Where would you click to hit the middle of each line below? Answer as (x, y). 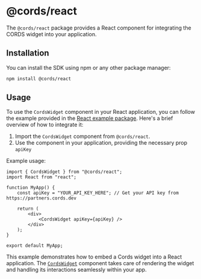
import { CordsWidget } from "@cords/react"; (64, 172)
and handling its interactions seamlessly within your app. (76, 270)
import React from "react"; (42, 177)
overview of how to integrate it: (45, 125)
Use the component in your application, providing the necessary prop (101, 143)
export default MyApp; (35, 246)
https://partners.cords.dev (42, 198)
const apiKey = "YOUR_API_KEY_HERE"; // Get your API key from (98, 193)
